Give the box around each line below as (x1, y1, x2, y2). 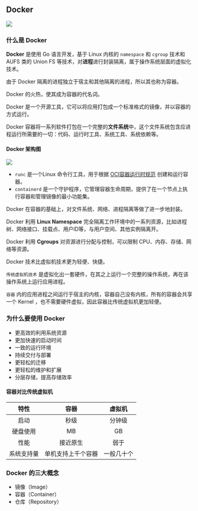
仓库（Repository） (14, 498, 62, 506)
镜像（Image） (14, 483, 51, 491)
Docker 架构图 (6, 145, 41, 152)
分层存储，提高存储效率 (14, 373, 72, 381)
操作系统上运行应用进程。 (6, 278, 69, 285)
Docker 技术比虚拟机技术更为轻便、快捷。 (6, 258, 108, 266)
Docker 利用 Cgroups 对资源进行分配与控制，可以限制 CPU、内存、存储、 (6, 238, 187, 245)
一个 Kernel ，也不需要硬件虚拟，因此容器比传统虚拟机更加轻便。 (6, 298, 165, 305)
